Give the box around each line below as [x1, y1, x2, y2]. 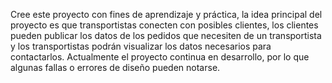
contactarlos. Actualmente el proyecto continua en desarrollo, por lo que [10, 51, 310, 63]
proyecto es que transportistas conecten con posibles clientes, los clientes [10, 19, 319, 31]
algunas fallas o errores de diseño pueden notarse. [10, 62, 221, 73]
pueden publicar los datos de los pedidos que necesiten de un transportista [10, 30, 322, 41]
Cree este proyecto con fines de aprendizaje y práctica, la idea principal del [10, 9, 323, 20]
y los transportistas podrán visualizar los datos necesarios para [10, 40, 272, 52]
